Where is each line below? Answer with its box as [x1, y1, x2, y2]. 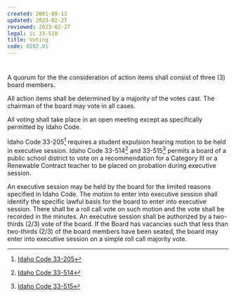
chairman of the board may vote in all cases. [7, 102, 136, 110]
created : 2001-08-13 [7, 10, 68, 18]
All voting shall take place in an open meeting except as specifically [7, 115, 203, 124]
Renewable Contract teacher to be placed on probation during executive [7, 161, 216, 169]
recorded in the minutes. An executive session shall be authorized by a [7, 212, 212, 220]
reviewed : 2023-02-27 [7, 23, 71, 30]
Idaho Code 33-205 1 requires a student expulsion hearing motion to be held [7, 136, 226, 146]
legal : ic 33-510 [7, 29, 58, 37]
